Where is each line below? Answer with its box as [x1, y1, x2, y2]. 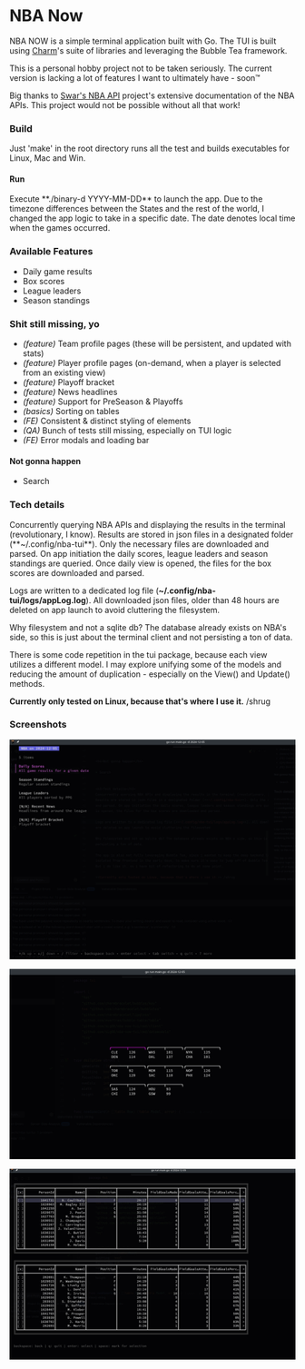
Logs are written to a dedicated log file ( [9, 585, 159, 596]
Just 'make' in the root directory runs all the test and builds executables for [9, 143, 290, 154]
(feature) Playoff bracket [22, 377, 115, 388]
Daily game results [22, 265, 93, 277]
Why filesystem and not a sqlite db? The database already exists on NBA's [9, 621, 288, 632]
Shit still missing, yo [9, 317, 100, 330]
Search [22, 476, 50, 487]
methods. [9, 678, 45, 689]
